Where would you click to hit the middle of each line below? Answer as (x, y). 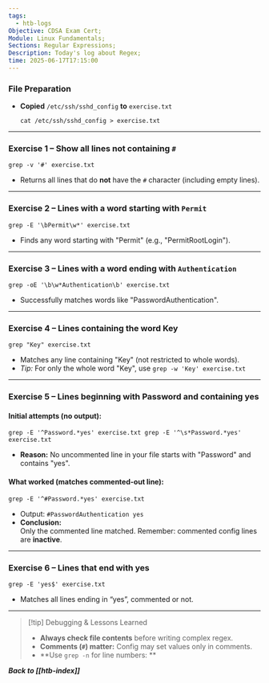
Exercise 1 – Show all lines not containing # (92, 149)
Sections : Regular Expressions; (62, 46)
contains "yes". (45, 464)
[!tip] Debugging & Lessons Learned (88, 622)
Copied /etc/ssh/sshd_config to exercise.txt (96, 106)
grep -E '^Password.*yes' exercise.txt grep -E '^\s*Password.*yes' (125, 433)
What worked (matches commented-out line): (86, 482)
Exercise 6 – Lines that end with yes (79, 567)
